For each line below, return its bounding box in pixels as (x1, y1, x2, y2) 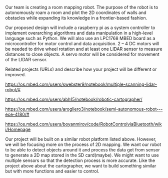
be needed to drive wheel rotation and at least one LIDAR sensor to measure (5, 46, 162, 52)
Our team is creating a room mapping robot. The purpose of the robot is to (5, 5, 158, 10)
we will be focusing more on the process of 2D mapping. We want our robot (5, 141, 161, 147)
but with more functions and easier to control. (5, 168, 99, 174)
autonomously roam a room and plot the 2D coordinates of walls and (5, 10, 146, 16)
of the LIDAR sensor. (5, 57, 47, 62)
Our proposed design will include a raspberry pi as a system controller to (5, 25, 155, 31)
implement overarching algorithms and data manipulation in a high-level (5, 30, 153, 36)
